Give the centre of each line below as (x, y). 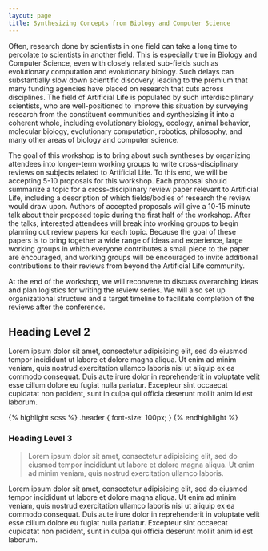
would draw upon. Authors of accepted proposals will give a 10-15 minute (129, 206)
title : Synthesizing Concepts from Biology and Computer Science (119, 23)
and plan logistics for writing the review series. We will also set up (117, 290)
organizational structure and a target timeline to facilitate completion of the (131, 298)
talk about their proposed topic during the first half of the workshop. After (130, 215)
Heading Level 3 (40, 439)
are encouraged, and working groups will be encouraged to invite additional (133, 257)
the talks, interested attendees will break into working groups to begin (123, 223)
